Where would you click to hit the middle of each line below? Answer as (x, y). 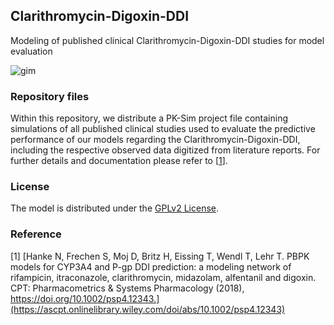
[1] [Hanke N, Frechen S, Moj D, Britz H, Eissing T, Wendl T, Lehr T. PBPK (160, 256)
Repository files (50, 96)
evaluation (31, 51)
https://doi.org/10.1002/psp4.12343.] (85, 298)
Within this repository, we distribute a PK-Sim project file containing (149, 118)
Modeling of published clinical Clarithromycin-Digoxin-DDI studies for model (167, 40)
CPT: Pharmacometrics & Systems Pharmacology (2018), (127, 288)
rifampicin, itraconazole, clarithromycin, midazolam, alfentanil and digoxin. (163, 277)
